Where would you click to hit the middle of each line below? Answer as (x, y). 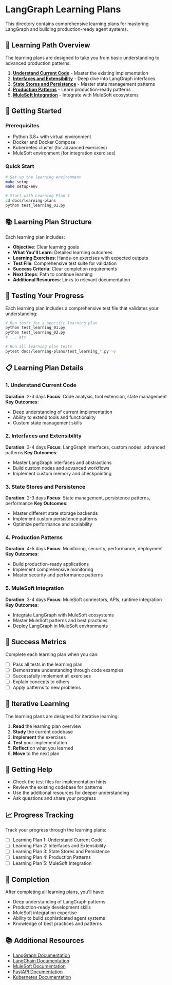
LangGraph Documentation (41, 955)
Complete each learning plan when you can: (52, 654)
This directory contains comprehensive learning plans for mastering (77, 24)
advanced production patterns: (38, 63)
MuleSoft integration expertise (45, 913)
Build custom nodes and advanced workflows (61, 468)
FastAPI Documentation (38, 972)
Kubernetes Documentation (42, 977)
